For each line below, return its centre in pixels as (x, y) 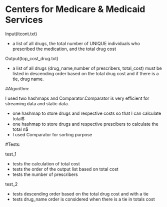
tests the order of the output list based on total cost (65, 169)
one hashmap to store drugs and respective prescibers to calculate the (85, 124)
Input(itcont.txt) (21, 34)
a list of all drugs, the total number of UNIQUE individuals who (76, 43)
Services (24, 20)
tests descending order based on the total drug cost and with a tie (80, 193)
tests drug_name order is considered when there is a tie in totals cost (83, 199)
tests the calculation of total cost (46, 163)
